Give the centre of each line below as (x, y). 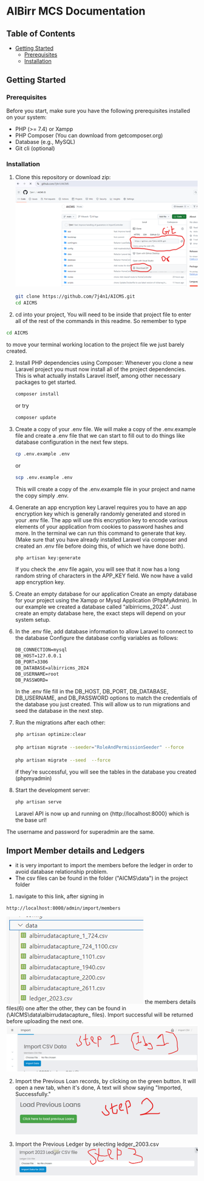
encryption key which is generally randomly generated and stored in (100, 514)
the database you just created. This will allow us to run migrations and (102, 704)
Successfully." (33, 1094)
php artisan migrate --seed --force (63, 760)
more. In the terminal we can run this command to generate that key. (100, 533)
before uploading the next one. (45, 1021)
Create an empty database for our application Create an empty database (106, 594)
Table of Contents (41, 34)
